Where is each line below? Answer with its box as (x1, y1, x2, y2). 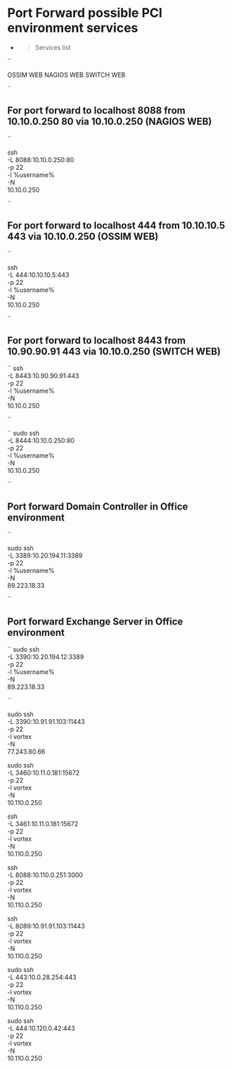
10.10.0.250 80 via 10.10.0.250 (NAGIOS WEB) (7, 116, 212, 128)
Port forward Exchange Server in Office (7, 615, 183, 627)
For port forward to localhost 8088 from (7, 104, 186, 117)
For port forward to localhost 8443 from (7, 334, 186, 346)
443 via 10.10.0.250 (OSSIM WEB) (7, 231, 159, 243)
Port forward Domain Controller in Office (7, 501, 188, 512)
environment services (7, 20, 138, 36)
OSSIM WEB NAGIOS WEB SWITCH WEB (7, 70, 126, 79)
